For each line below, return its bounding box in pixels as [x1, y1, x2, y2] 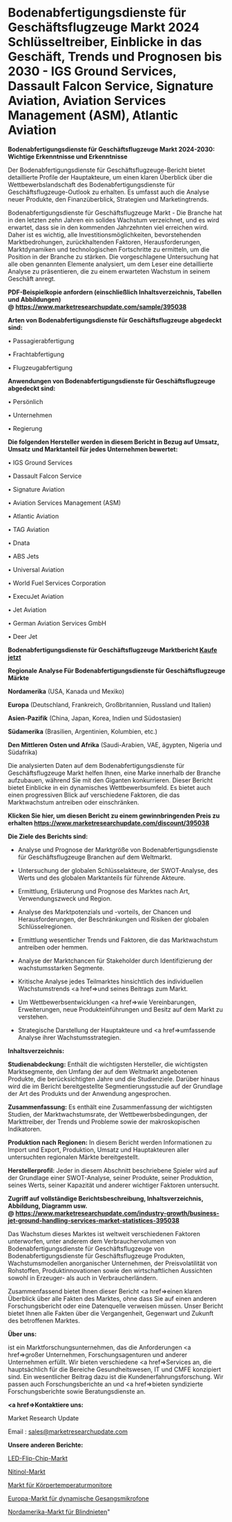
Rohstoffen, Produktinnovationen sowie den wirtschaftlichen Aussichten [8, 1266, 213, 1275]
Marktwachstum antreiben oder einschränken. [8, 798, 139, 806]
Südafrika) [8, 748, 38, 756]
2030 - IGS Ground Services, [8, 64, 177, 79]
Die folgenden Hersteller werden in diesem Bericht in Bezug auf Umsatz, [8, 437, 220, 446]
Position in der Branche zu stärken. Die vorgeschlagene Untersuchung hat [8, 252, 219, 260]
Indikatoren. [8, 1124, 42, 1133]
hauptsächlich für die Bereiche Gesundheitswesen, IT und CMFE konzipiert [8, 1365, 222, 1374]
